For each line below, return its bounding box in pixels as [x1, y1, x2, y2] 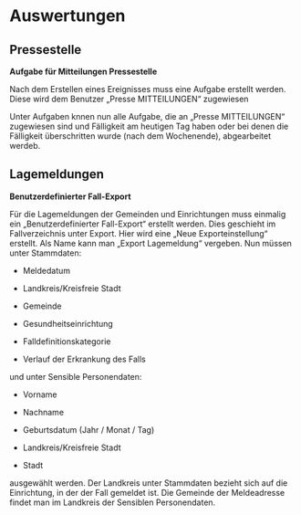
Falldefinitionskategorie [22, 335, 111, 347]
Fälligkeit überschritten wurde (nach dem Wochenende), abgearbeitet [9, 131, 272, 142]
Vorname [22, 389, 57, 400]
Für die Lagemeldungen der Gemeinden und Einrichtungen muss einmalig [9, 208, 286, 219]
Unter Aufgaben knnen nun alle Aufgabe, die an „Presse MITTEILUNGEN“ [9, 111, 285, 121]
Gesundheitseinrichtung [22, 318, 114, 329]
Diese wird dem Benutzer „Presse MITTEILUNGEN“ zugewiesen [9, 93, 249, 104]
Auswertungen [9, 5, 126, 26]
